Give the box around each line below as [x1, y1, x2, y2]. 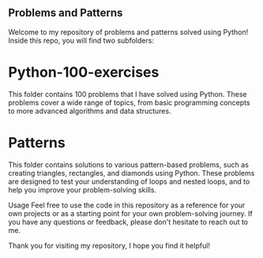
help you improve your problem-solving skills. [8, 185, 156, 194]
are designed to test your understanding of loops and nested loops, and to [8, 177, 250, 186]
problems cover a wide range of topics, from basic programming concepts [8, 98, 250, 107]
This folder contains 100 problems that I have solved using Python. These [8, 89, 247, 99]
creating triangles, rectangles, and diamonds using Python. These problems [8, 168, 255, 178]
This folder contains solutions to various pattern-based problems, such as [8, 159, 249, 169]
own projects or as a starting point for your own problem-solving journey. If [8, 208, 253, 218]
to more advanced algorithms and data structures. [8, 106, 171, 115]
